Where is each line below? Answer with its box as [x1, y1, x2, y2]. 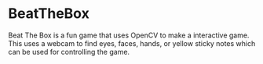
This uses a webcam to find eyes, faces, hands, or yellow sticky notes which [8, 38, 256, 48]
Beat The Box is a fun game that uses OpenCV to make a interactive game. [8, 30, 250, 40]
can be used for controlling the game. [8, 47, 130, 56]
